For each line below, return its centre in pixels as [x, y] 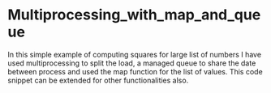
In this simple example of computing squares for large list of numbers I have [134, 54]
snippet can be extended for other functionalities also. [98, 80]
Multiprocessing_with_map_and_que [134, 15]
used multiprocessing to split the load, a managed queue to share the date [132, 63]
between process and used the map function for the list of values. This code [135, 71]
